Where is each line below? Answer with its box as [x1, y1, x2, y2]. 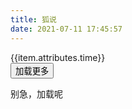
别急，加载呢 [10, 87, 63, 100]
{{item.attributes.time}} [10, 51, 106, 63]
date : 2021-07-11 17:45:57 [10, 24, 123, 34]
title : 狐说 [10, 14, 57, 25]
